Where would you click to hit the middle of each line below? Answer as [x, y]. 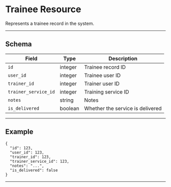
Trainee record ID [105, 67]
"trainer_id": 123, [31, 157]
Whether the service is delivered [123, 108]
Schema [19, 44]
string [67, 100]
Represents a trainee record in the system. [50, 23]
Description [123, 58]
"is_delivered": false [34, 170]
